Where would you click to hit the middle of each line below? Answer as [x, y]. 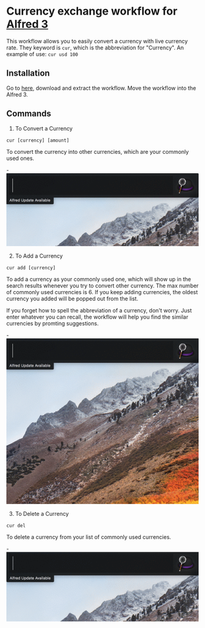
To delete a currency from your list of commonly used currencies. [89, 537]
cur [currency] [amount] [38, 140]
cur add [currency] [31, 268]
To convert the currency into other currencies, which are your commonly [98, 151]
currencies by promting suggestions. [52, 323]
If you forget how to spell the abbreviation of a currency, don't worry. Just [99, 311]
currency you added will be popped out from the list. [72, 299]
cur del [16, 526]
